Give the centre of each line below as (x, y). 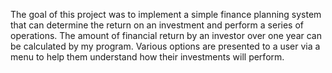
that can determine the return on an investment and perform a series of (157, 25)
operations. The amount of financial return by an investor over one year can (166, 35)
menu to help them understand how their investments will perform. (147, 57)
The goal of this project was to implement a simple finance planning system (166, 14)
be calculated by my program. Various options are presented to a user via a (165, 46)
